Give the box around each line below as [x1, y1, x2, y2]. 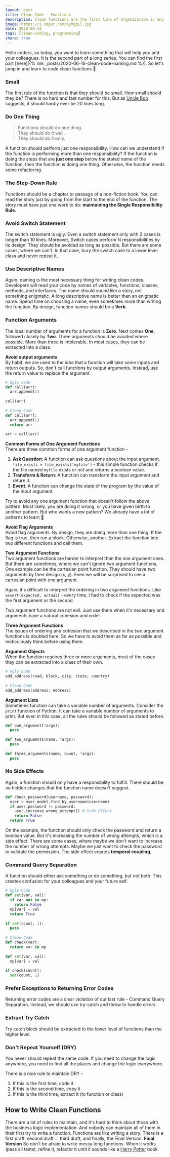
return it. [12, 477, 31, 484]
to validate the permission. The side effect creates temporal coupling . [5, 849, 152, 855]
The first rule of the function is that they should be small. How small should [5, 90, 162, 96]
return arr [10, 422, 33, 427]
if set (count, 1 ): [5, 921, 44, 926]
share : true [5, 36, 30, 41]
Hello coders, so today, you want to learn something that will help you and [5, 49, 160, 56]
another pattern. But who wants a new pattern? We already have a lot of [5, 509, 155, 515]
